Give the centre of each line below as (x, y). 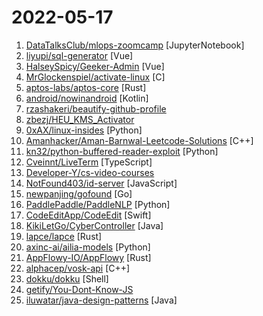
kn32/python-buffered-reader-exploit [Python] (122, 151)
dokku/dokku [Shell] (67, 278)
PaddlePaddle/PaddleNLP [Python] (98, 204)
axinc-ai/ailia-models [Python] (88, 247)
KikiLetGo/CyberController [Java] (94, 225)
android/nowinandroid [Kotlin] (87, 98)
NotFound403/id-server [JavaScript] (101, 183)
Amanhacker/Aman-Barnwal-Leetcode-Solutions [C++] (139, 140)
